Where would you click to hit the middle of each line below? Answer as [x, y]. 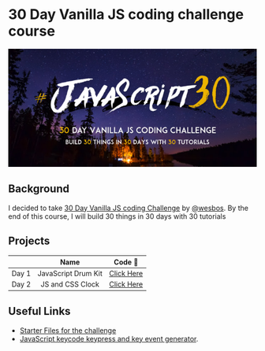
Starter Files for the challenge [68, 330]
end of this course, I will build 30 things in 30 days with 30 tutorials [117, 216]
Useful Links [39, 311]
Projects [29, 240]
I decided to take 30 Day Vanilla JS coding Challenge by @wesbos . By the [128, 208]
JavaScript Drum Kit [70, 274]
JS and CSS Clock [70, 284]
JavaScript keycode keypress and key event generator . [109, 338]
